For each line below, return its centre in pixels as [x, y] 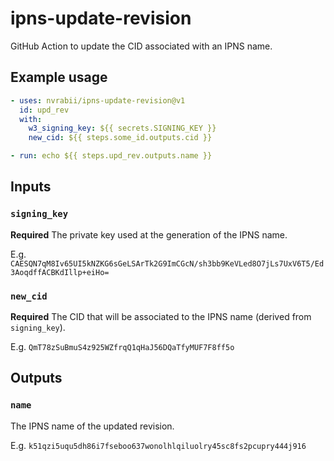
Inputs [31, 187]
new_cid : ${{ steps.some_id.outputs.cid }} [120, 138]
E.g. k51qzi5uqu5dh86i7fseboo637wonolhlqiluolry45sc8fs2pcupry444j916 [158, 445]
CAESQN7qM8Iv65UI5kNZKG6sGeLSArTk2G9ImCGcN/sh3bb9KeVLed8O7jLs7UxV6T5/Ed [167, 263]
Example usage [59, 77]
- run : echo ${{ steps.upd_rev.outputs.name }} [111, 156]
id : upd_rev [44, 110]
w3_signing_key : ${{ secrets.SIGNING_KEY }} [122, 128]
